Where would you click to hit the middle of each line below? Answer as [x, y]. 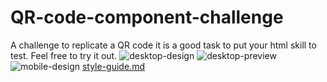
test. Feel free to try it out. [64, 55]
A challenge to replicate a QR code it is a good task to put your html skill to [163, 45]
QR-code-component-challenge [147, 17]
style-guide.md [113, 66]
